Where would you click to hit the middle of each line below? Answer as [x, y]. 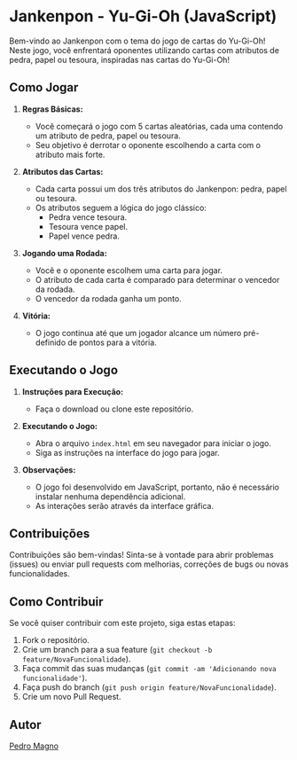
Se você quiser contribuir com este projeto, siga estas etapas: [122, 623]
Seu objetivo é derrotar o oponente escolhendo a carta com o [148, 145]
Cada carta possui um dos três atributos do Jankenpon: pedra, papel [161, 189]
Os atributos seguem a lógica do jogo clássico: [121, 208]
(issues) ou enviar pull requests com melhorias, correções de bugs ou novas [149, 564]
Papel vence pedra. [84, 236]
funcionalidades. [40, 574]
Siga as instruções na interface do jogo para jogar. [127, 452]
